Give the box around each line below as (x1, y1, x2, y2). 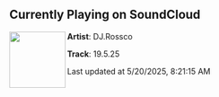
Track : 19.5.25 (66, 48, 120, 59)
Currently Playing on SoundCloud (9, 7, 201, 22)
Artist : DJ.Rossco (66, 31, 133, 41)
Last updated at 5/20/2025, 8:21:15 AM (66, 66, 211, 76)
